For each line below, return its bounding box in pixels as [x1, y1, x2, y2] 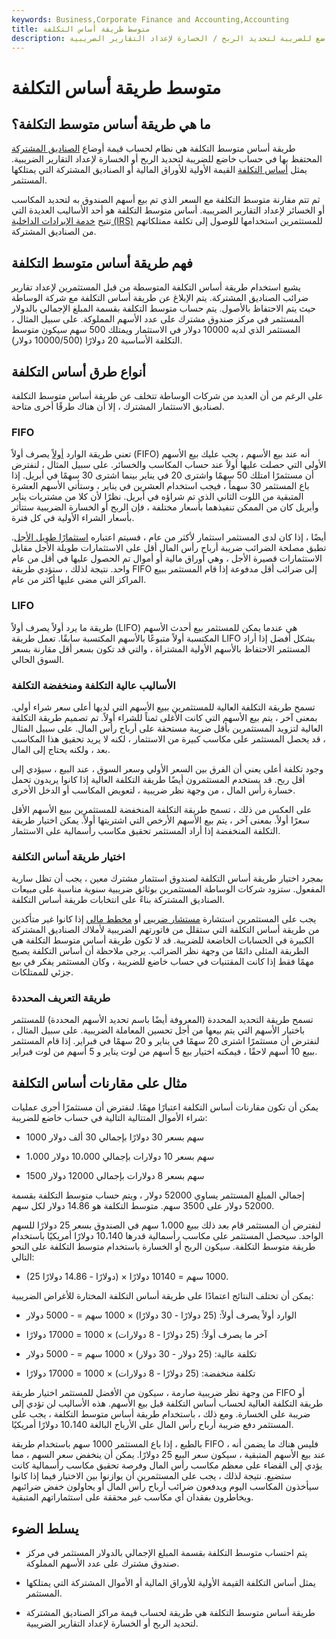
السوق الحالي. [11, 653, 65, 665]
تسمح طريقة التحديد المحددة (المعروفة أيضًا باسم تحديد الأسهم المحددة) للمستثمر [11, 1014, 314, 1026]
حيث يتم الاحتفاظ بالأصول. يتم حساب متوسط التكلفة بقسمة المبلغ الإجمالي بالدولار [11, 302, 316, 315]
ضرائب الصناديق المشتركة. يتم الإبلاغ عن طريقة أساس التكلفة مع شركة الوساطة [11, 292, 309, 304]
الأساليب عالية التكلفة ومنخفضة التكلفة [11, 678, 176, 692]
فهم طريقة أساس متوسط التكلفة [11, 254, 194, 271]
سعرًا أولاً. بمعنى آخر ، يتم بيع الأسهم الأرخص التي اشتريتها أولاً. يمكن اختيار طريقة [11, 814, 311, 826]
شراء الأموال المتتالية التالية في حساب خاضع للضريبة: [11, 1112, 208, 1124]
